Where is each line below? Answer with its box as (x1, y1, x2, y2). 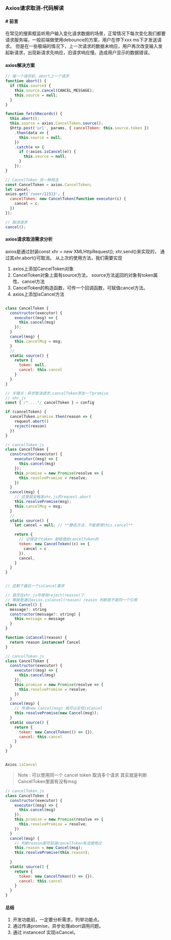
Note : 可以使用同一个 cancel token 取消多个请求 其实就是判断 (17, 772, 148, 778)
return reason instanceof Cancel (10, 639, 81, 645)
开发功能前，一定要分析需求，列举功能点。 (12, 917, 102, 923)
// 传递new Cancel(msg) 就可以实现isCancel (14, 706, 103, 711)
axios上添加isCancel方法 (12, 291, 65, 297)
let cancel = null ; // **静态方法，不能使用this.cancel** (14, 523, 133, 528)
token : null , (18, 363, 47, 368)
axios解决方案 (5, 62, 35, 68)
